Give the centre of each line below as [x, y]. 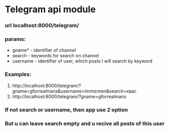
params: [15, 39]
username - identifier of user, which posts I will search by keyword [82, 61]
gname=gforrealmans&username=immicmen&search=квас [74, 91]
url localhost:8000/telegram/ [42, 26]
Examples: [18, 74]
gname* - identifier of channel [44, 50]
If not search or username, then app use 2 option [66, 109]
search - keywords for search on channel [55, 56]
